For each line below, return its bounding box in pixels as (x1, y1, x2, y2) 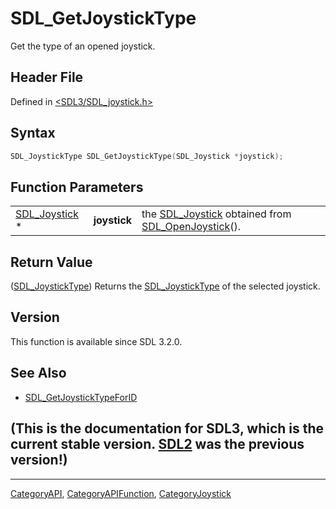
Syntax (10, 125, 56, 142)
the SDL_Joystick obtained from (141, 207, 292, 221)
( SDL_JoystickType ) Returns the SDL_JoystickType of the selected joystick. (10, 280, 321, 292)
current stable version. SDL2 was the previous (10, 436, 305, 453)
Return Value (10, 253, 93, 271)
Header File (10, 69, 84, 86)
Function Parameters (10, 178, 144, 196)
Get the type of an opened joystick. (10, 40, 156, 52)
